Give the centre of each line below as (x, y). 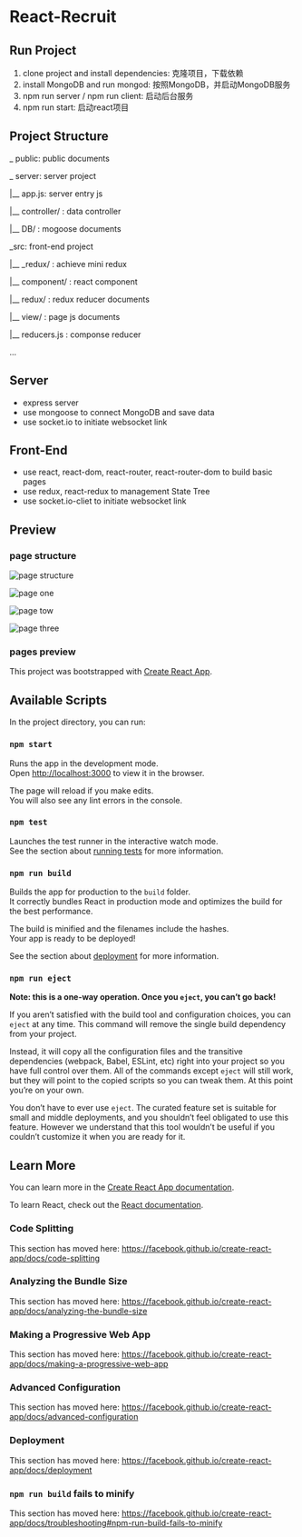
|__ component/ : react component (73, 281)
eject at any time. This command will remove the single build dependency (148, 1024)
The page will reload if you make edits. (82, 790)
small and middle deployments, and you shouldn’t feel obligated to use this (149, 1118)
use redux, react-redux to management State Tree (116, 492)
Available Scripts (58, 700)
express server (50, 403)
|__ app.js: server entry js (56, 194)
